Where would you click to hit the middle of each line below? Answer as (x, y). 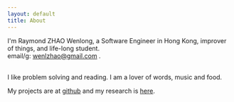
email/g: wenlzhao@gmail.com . (54, 56)
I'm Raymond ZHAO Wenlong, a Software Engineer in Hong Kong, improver (117, 40)
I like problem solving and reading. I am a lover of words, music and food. (115, 77)
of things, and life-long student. (54, 48)
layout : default (31, 14)
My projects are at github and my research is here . (81, 91)
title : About (27, 21)
